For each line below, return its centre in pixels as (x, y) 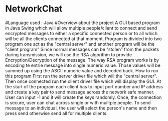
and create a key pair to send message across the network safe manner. (80, 92)
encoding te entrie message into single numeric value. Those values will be (83, 65)
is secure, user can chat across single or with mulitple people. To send (78, 102)
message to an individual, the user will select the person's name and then (81, 108)
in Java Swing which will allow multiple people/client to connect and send (81, 28)
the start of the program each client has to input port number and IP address (84, 86)
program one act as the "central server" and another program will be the (80, 44)
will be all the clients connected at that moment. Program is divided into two (83, 39)
